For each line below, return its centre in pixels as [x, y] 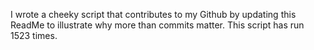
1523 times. [34, 35]
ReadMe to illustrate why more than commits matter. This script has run [157, 25]
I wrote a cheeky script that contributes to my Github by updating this [153, 14]
